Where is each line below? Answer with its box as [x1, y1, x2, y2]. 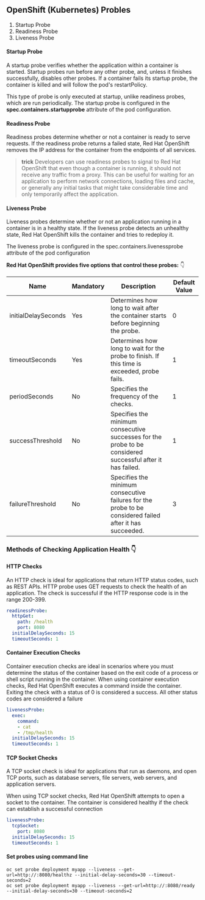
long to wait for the [110, 344, 165, 353]
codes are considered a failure [6, 695, 84, 702]
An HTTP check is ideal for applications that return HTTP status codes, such [6, 576, 198, 583]
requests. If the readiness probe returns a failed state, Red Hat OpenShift [6, 140, 190, 147]
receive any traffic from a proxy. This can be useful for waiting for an [21, 171, 194, 179]
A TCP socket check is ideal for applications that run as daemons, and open [6, 768, 197, 775]
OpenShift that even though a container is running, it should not [21, 165, 181, 172]
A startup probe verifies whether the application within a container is [6, 62, 179, 69]
